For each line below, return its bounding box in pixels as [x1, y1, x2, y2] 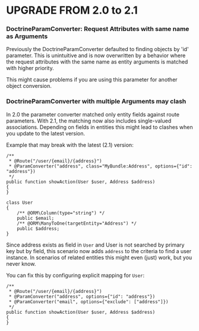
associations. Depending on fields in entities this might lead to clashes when [6, 123, 193, 131]
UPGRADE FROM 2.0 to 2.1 [6, 4, 138, 17]
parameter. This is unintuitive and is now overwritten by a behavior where [6, 52, 186, 59]
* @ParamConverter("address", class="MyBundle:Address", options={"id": [8, 163, 193, 169]
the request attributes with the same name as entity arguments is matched [6, 58, 188, 65]
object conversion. [6, 83, 52, 90]
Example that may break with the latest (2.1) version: [6, 141, 134, 149]
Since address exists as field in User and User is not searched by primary [6, 241, 185, 248]
